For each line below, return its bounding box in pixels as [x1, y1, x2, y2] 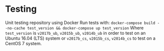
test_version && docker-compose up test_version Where [27, 25, 144, 30]
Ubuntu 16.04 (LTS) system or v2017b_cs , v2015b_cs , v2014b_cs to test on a [5, 35, 156, 41]
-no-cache [5, 25, 26, 30]
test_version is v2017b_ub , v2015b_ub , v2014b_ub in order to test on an [5, 30, 146, 36]
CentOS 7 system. [5, 40, 42, 46]
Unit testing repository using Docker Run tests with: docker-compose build [5, 20, 156, 25]
